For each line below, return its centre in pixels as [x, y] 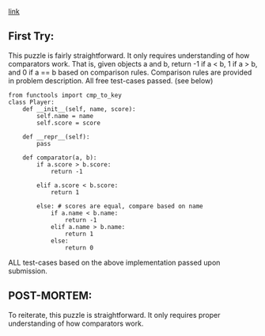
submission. [28, 271]
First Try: [31, 36]
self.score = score [69, 123]
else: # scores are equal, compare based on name [120, 206]
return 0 [79, 248]
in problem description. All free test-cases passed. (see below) [111, 80]
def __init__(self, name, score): [79, 109]
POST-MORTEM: [50, 296]
